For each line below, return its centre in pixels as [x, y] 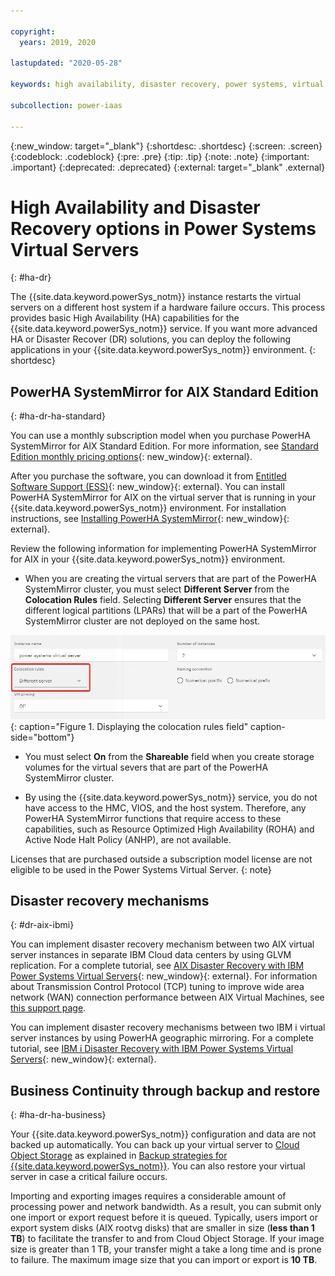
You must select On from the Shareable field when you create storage [169, 756]
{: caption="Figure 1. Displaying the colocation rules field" [129, 726]
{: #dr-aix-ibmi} [42, 925]
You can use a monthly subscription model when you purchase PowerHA [160, 436]
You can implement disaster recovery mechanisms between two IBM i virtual [168, 1027]
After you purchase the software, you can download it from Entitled [148, 476]
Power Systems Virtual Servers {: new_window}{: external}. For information [164, 976]
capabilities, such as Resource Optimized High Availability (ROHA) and [169, 829]
